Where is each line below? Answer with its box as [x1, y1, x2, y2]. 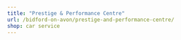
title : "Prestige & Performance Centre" [7, 9, 126, 17]
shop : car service [7, 22, 60, 29]
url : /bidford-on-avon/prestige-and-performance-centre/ [7, 16, 175, 23]
